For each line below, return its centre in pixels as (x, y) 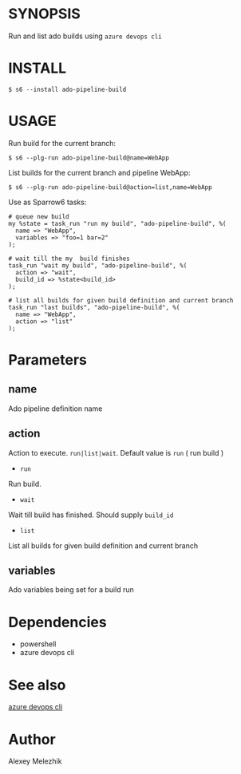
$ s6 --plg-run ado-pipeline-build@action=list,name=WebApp (111, 187)
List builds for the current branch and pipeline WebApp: (99, 172)
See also (37, 685)
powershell (38, 644)
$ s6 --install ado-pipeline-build (67, 89)
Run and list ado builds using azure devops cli (85, 36)
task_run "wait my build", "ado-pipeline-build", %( (98, 265)
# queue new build (39, 216)
